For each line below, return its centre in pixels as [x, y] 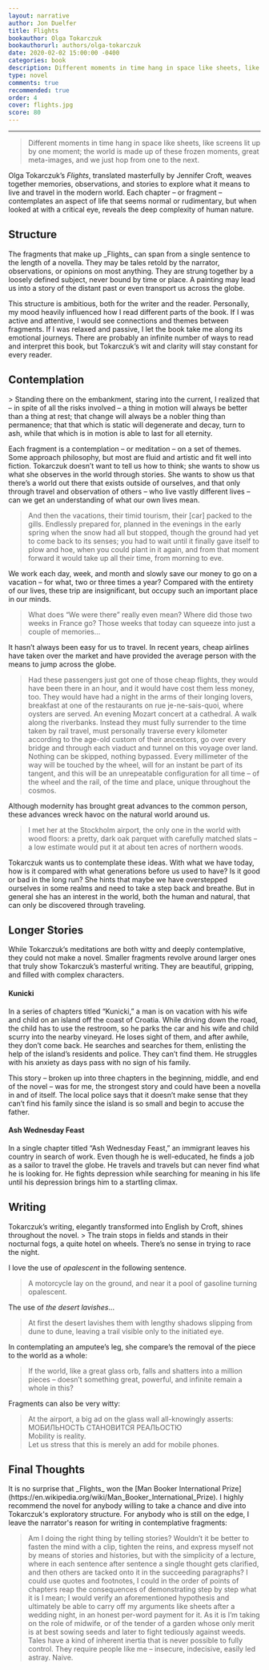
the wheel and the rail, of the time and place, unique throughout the [139, 781]
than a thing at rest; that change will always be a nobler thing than [117, 416]
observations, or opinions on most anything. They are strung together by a [131, 271]
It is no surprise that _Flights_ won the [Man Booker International [114, 1489]
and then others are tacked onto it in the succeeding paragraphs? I [138, 1572]
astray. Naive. [50, 1658]
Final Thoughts [47, 1470]
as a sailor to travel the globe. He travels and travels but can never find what [134, 1165]
